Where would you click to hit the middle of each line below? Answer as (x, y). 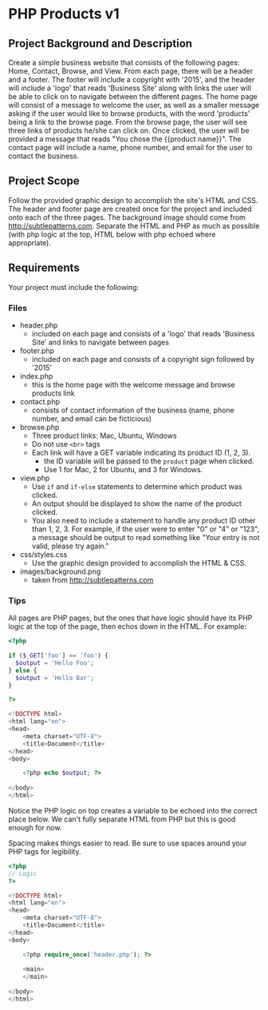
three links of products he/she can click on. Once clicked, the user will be (129, 130)
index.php (36, 376)
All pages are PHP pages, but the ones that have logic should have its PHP (130, 618)
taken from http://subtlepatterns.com (93, 579)
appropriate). (30, 243)
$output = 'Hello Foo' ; (55, 663)
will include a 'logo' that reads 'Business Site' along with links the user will (130, 88)
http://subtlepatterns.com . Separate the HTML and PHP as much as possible (134, 225)
